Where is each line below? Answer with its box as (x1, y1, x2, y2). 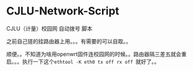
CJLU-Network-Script (6, 4, 120, 18)
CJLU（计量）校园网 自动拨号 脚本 (6, 25, 93, 32)
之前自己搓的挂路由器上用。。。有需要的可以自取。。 (6, 37, 132, 45)
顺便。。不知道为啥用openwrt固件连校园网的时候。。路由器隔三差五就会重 (6, 50, 187, 58)
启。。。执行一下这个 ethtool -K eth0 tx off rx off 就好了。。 (6, 58, 160, 65)
